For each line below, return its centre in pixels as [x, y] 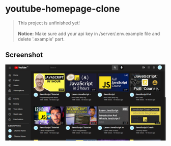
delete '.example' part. [41, 39]
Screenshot [24, 55]
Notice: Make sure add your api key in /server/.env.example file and [89, 33]
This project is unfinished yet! [49, 23]
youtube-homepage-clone [63, 9]
